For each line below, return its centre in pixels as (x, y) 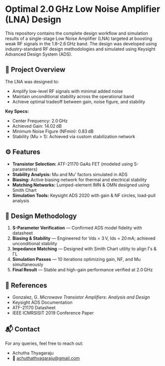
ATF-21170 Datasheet (34, 308)
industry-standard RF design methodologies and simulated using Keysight (80, 49)
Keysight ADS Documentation (42, 302)
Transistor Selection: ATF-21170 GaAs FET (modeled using (73, 164)
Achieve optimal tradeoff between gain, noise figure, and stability (79, 102)
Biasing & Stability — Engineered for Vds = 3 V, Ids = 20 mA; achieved (84, 238)
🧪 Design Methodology (41, 216)
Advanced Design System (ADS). (39, 54)
